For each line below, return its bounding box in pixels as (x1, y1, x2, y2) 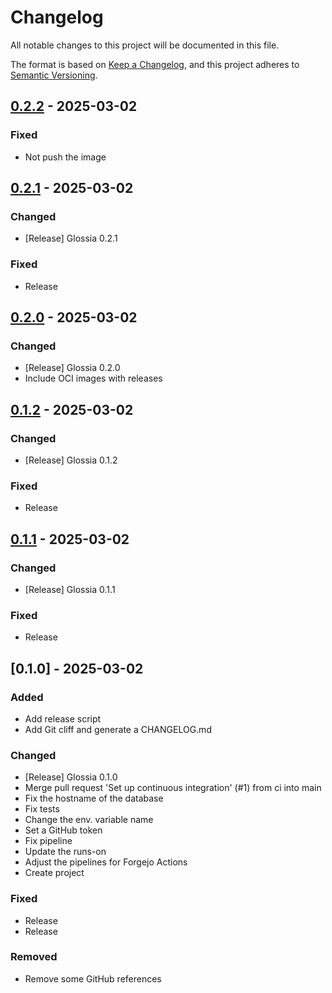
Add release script (24, 712, 102, 725)
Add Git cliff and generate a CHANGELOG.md (24, 723, 212, 735)
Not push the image (24, 151, 107, 163)
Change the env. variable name (24, 814, 154, 826)
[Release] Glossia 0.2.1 (24, 232, 118, 245)
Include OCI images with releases (24, 372, 163, 385)
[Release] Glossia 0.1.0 (24, 771, 118, 783)
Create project (24, 867, 85, 879)
